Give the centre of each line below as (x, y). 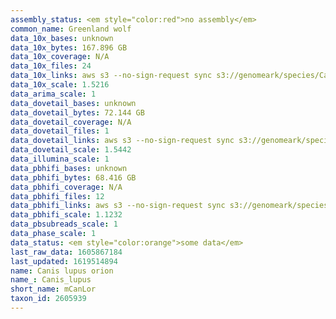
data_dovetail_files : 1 (60, 131)
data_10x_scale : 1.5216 (60, 85)
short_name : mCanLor (53, 289)
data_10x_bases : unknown (62, 38)
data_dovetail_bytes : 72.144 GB (77, 112)
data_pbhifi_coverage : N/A (66, 187)
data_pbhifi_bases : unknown (69, 168)
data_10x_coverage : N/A (60, 57)
